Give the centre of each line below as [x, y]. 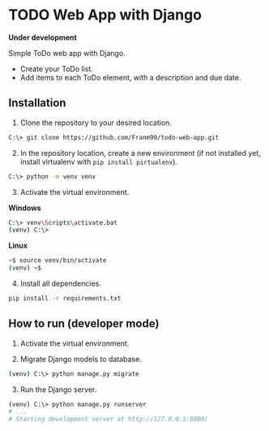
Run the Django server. [58, 389]
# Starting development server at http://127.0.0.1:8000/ [108, 420]
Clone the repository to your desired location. [96, 123]
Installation [37, 103]
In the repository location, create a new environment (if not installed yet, [140, 153]
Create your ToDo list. [56, 69]
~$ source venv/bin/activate [58, 261]
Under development [43, 37]
